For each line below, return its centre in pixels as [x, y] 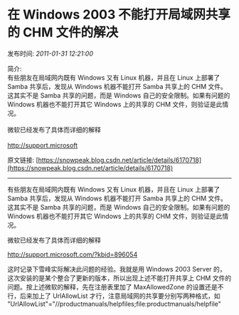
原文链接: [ [23, 160]
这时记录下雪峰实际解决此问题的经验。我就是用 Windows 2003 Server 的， [117, 269]
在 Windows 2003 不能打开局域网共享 [119, 15]
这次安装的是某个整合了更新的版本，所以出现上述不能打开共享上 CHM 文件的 [119, 278]
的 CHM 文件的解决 [63, 32]
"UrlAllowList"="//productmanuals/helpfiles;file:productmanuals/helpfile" [115, 304]
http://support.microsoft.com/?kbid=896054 [73, 254]
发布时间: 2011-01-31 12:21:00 [51, 53]
